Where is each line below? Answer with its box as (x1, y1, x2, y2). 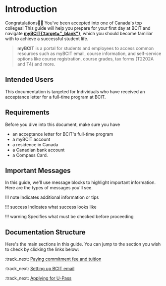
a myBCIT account (12, 136, 51, 142)
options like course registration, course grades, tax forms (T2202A (17, 56, 154, 61)
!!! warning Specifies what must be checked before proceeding (5, 214, 134, 220)
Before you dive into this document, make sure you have (5, 121, 120, 127)
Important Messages (5, 166, 71, 174)
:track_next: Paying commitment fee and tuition (5, 256, 102, 262)
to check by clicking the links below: (5, 246, 79, 252)
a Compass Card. (12, 152, 48, 158)
